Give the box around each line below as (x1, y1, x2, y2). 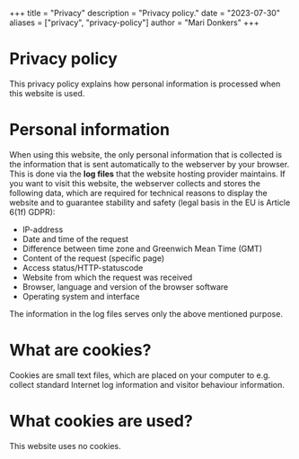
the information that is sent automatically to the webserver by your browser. (9, 158, 290, 169)
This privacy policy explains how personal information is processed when (9, 78, 281, 89)
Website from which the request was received (22, 272, 193, 283)
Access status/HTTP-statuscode (22, 262, 144, 273)
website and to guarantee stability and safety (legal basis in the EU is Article (9, 197, 291, 208)
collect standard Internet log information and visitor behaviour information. (9, 379, 286, 390)
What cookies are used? (9, 411, 193, 431)
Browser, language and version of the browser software (22, 281, 229, 292)
